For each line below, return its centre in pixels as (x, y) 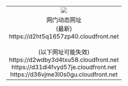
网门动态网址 (64, 20)
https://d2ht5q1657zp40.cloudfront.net (64, 36)
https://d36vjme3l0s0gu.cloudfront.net (64, 74)
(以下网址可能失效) (64, 52)
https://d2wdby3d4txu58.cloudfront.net (64, 60)
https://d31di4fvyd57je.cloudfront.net (64, 67)
